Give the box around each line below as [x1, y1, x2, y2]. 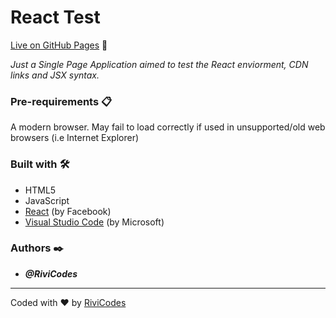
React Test [10, 6, 101, 29]
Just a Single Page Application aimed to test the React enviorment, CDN [10, 58, 309, 70]
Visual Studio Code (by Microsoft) [24, 216, 165, 228]
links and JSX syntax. [10, 69, 100, 81]
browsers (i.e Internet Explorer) [10, 132, 140, 144]
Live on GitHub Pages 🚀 [10, 39, 108, 51]
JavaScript [24, 194, 70, 206]
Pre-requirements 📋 [10, 94, 113, 108]
